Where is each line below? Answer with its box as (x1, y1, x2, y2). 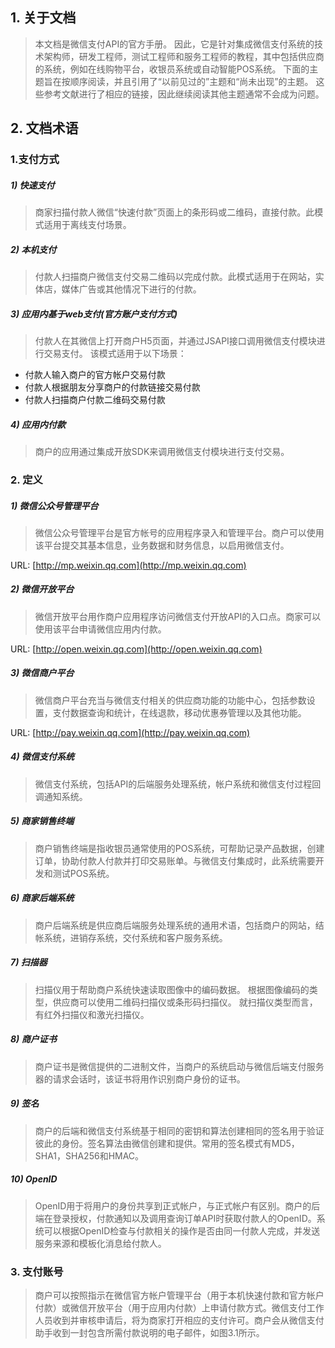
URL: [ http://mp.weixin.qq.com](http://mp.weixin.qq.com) (10, 559, 247, 571)
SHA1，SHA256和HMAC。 (34, 1149, 145, 1162)
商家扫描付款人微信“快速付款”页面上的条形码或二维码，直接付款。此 (34, 206, 315, 218)
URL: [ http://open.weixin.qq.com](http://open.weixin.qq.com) (10, 643, 263, 655)
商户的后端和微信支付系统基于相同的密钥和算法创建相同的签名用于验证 (34, 1124, 325, 1137)
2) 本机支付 (10, 243, 57, 255)
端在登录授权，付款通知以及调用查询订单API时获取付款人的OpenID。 (34, 1212, 317, 1224)
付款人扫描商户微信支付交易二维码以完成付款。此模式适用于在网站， (34, 271, 316, 283)
